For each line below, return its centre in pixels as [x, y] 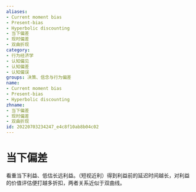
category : [18, 50]
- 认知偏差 [18, 66]
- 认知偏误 [18, 72]
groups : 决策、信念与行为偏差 [39, 77]
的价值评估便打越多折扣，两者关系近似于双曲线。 [66, 183]
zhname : [16, 105]
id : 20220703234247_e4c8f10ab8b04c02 [53, 127]
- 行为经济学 [20, 56]
